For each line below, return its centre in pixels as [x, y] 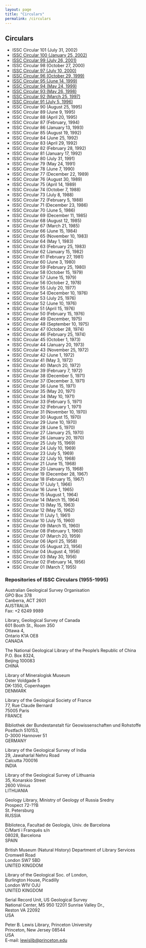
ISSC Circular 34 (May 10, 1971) [43, 397]
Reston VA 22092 [23, 910]
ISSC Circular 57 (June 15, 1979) [44, 277]
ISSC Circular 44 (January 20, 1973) [48, 345]
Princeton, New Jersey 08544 [35, 930]
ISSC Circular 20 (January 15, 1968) [48, 469]
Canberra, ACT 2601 [26, 601]
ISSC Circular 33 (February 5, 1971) [47, 401]
